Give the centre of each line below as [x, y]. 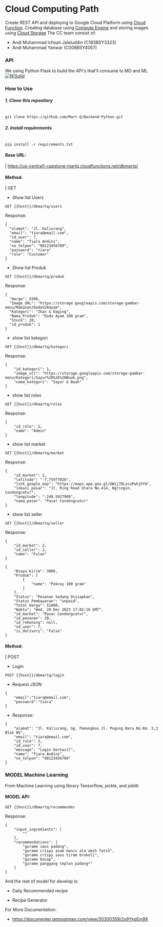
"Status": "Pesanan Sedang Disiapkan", [54, 597]
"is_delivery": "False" [38, 631]
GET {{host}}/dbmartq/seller [35, 524]
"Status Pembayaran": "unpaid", [47, 601]
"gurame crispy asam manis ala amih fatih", [69, 851]
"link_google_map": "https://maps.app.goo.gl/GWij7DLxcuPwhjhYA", [83, 484]
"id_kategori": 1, [32, 369]
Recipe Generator [30, 900]
